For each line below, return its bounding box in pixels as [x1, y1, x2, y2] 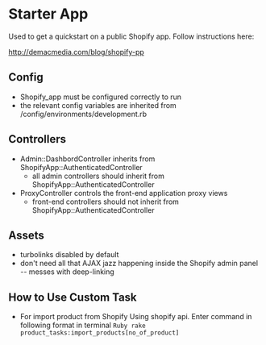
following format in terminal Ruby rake [19, 320, 147, 330]
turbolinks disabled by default [19, 250, 119, 260]
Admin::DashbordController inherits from [19, 154, 156, 164]
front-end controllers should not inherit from [31, 197, 180, 206]
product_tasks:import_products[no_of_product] [19, 329, 180, 337]
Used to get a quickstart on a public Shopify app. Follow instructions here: [8, 31, 255, 41]
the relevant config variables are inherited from [19, 100, 177, 110]
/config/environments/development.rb [19, 109, 148, 118]
